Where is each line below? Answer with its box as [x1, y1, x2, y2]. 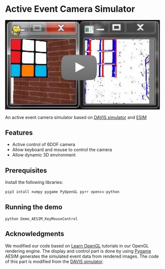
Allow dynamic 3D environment [12, 152, 76, 158]
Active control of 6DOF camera [12, 142, 75, 148]
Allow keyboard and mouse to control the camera [12, 147, 112, 153]
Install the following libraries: [5, 179, 63, 185]
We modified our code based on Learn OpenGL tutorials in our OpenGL [5, 242, 149, 249]
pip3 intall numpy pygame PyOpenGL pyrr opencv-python [5, 189, 120, 195]
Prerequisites [5, 166, 47, 175]
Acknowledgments [5, 230, 65, 238]
